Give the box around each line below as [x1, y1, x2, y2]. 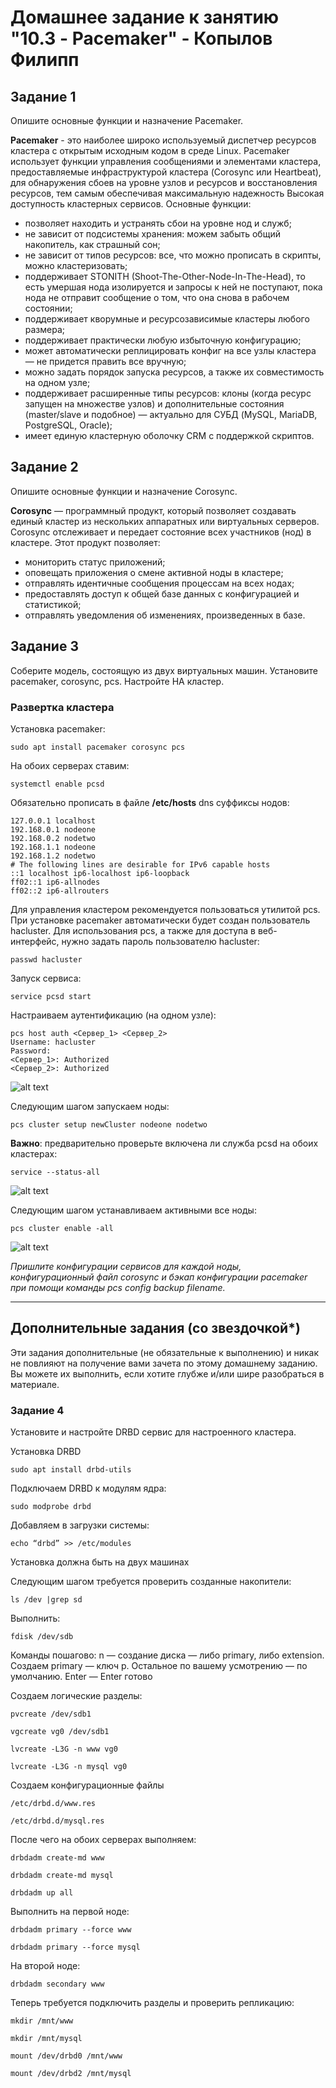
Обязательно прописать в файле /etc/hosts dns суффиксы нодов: [10, 796, 290, 808]
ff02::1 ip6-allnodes [10, 877, 101, 887]
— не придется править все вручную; [24, 356, 187, 367]
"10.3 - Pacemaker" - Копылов [10, 27, 273, 50]
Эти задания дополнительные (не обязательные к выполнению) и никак [10, 1346, 320, 1358]
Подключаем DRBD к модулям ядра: [10, 1482, 167, 1495]
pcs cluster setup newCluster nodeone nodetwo [10, 1119, 208, 1130]
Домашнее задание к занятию [10, 6, 280, 29]
